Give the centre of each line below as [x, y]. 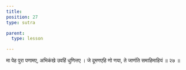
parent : [16, 33]
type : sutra [21, 22]
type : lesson [27, 39]
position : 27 [22, 17]
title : [14, 11]
